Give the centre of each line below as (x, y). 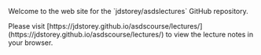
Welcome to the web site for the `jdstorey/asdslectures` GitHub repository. (129, 11)
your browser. (31, 43)
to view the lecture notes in (210, 34)
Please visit (27, 26)
